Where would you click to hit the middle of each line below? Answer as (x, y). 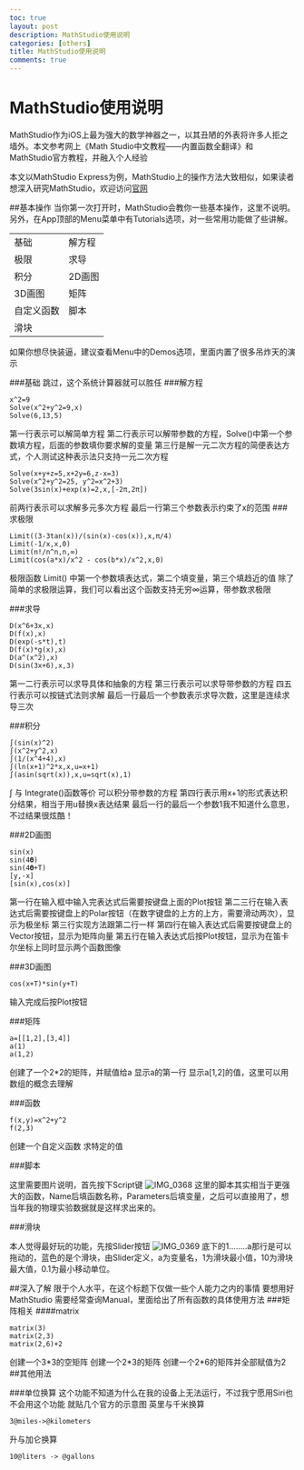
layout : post (34, 26)
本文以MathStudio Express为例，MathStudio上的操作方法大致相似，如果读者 (152, 176)
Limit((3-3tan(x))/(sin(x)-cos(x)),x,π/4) (91, 536)
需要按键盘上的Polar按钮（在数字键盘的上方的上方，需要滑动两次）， (160, 913)
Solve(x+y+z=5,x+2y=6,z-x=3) (64, 474)
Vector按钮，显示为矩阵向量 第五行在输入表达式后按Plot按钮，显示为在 (142, 935)
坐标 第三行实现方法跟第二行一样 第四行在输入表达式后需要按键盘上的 (162, 925)
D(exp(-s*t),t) (38, 642)
